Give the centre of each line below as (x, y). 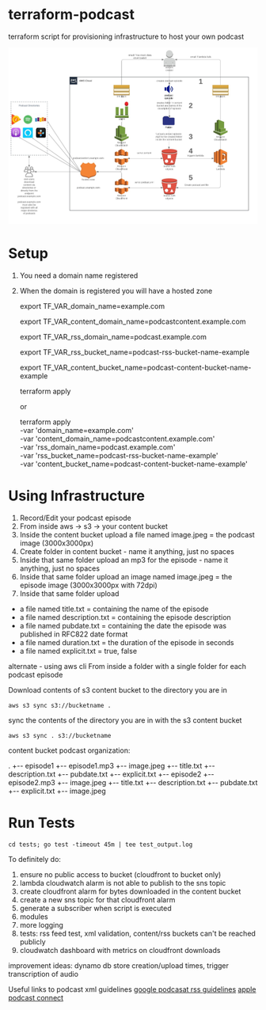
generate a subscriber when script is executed (95, 909)
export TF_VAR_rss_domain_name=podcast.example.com (113, 336)
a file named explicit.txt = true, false (78, 651)
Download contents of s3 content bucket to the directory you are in (118, 689)
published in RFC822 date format (74, 634)
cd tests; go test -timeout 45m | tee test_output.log (101, 845)
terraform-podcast (71, 15)
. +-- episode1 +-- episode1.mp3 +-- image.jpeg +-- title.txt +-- (112, 765)
